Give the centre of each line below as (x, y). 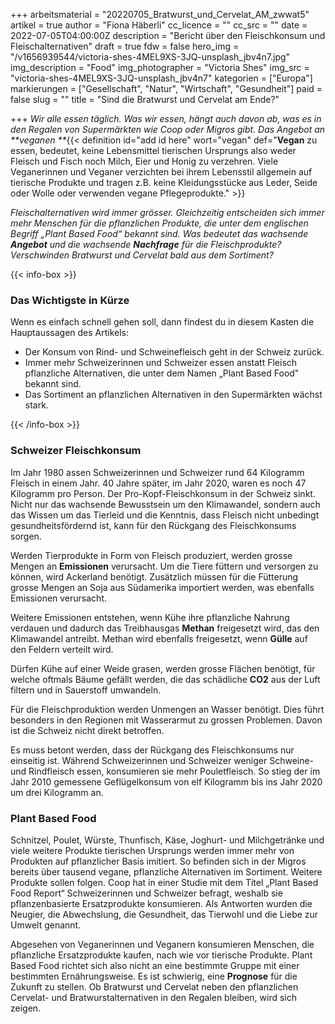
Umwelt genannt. (46, 925)
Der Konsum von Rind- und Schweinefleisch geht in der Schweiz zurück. (174, 352)
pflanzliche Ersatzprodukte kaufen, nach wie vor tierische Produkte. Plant (161, 955)
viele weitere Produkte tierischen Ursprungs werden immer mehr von (152, 850)
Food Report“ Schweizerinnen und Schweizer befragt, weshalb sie (146, 893)
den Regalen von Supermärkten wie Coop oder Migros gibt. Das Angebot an (168, 129)
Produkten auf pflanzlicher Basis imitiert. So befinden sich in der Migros (158, 861)
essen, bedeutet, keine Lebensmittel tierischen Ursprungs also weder (153, 150)
